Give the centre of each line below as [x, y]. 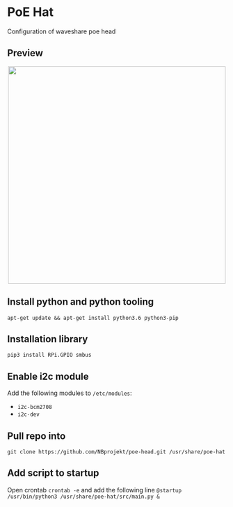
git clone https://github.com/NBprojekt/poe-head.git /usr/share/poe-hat [116, 452]
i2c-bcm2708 [34, 408]
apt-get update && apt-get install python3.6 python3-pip [93, 318]
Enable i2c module [48, 376]
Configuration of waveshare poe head [62, 31]
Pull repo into [37, 436]
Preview [25, 53]
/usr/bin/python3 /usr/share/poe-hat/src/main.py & [83, 497]
